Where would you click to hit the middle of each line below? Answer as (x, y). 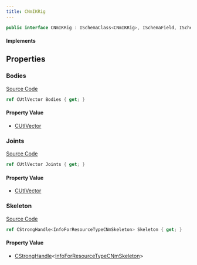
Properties (26, 59)
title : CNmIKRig (26, 11)
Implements (21, 41)
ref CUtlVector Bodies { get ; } (45, 99)
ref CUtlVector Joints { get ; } (45, 165)
